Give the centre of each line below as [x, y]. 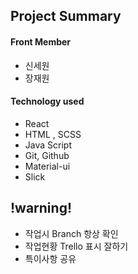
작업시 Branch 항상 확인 [71, 233]
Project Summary [66, 16]
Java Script [48, 145]
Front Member [41, 41]
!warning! [41, 208]
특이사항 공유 [50, 258]
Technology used [47, 101]
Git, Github [47, 155]
